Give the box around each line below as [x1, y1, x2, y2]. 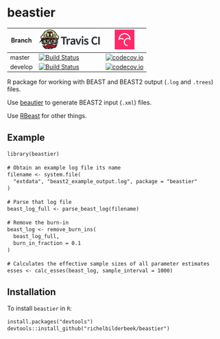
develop [10, 62, 33, 71]
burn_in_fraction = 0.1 [13, 240, 81, 247]
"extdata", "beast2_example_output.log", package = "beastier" [13, 178, 197, 185]
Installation [7, 286, 56, 298]
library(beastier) [7, 151, 60, 158]
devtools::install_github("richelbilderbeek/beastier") [7, 325, 170, 332]
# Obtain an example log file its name [7, 165, 121, 172]
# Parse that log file [7, 199, 72, 206]
